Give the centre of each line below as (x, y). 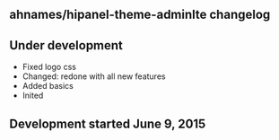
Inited (33, 96)
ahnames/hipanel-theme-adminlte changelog (140, 15)
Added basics (48, 86)
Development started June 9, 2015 (108, 123)
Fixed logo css (49, 67)
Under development (66, 45)
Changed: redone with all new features (94, 76)
